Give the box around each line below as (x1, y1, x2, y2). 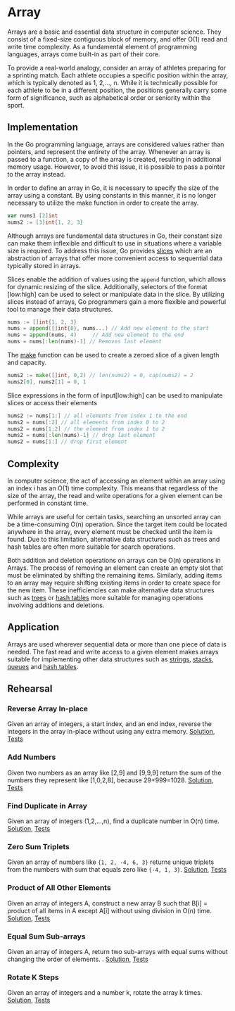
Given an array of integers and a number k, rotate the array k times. (7, 988, 203, 997)
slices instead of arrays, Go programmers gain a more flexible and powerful (7, 297, 227, 306)
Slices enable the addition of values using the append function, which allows (7, 275, 227, 284)
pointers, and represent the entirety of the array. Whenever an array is (7, 147, 211, 155)
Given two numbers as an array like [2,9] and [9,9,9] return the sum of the (7, 768, 222, 777)
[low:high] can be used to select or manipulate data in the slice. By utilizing (7, 290, 225, 298)
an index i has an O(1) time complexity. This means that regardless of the (7, 483, 218, 492)
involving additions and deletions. (7, 601, 105, 609)
